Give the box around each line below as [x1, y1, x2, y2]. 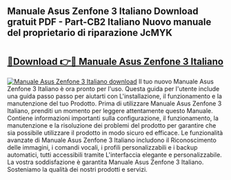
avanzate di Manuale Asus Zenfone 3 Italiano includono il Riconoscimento [7, 136, 217, 144]
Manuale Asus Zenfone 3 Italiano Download [7, 6, 199, 17]
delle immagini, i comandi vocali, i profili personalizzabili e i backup [7, 143, 198, 151]
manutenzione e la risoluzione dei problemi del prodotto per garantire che [7, 121, 217, 130]
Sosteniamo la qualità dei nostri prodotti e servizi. [7, 166, 148, 173]
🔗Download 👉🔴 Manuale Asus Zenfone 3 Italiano [7, 55, 224, 68]
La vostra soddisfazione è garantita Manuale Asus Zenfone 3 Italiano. [7, 158, 204, 166]
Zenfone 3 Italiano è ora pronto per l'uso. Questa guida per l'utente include [7, 85, 220, 92]
